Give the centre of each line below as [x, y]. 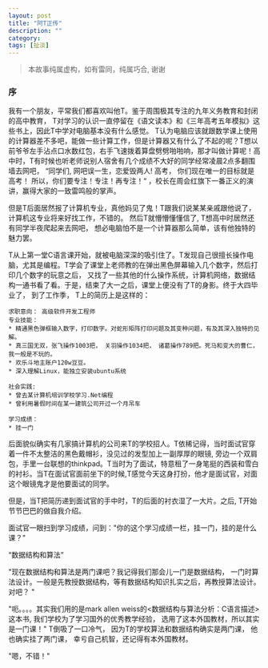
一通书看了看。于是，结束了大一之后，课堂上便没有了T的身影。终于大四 [133, 285]
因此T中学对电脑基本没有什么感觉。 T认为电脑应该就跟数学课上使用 [147, 131]
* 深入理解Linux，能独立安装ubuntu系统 [67, 372]
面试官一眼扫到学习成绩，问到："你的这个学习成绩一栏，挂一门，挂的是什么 [133, 528]
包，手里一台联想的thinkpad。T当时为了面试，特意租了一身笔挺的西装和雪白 [134, 464]
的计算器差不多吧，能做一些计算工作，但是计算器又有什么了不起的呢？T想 [130, 141]
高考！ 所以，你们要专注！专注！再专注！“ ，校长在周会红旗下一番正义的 [128, 181]
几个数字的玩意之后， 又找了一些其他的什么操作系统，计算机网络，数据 [132, 275]
